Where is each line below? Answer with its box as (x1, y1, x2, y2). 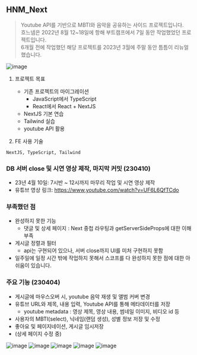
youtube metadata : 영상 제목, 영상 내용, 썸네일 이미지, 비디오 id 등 (23, 307, 180, 315)
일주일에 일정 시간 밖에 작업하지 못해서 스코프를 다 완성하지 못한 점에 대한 (14, 255, 185, 262)
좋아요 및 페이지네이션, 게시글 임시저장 (14, 322, 104, 329)
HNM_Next (6, 5, 47, 15)
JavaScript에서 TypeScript (32, 95, 97, 102)
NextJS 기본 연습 (23, 110, 64, 117)
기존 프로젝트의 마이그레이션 (23, 87, 89, 95)
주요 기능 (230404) (6, 278, 61, 287)
